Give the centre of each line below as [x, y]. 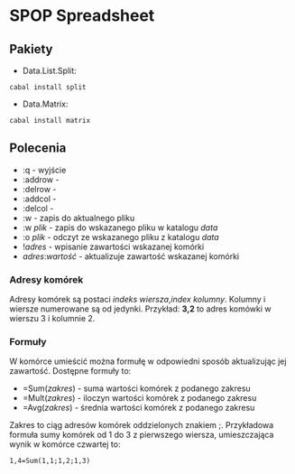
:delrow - [39, 189]
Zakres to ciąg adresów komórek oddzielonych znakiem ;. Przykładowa [142, 425]
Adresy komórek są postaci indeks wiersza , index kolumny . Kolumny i [138, 300]
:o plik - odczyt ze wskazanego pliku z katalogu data [120, 237]
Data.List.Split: [49, 70]
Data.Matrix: [45, 104]
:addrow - [41, 179]
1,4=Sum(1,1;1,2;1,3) [50, 461]
